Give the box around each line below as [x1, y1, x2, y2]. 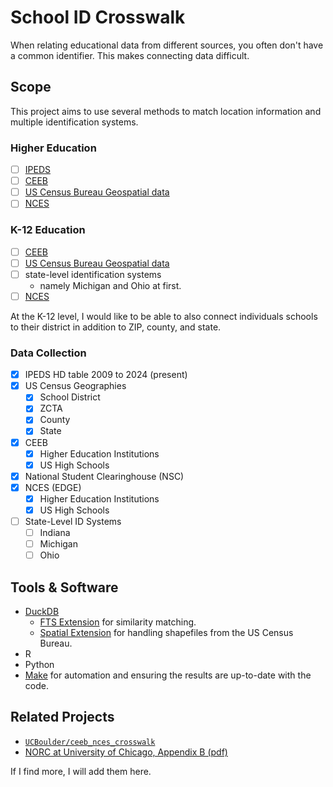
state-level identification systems [24, 268, 162, 280]
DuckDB [24, 606, 60, 618]
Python [24, 659, 55, 671]
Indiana [39, 527, 71, 539]
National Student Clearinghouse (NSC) [24, 470, 185, 482]
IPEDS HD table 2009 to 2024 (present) [24, 369, 188, 381]
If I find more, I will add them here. [10, 765, 152, 777]
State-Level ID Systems [24, 515, 122, 527]
